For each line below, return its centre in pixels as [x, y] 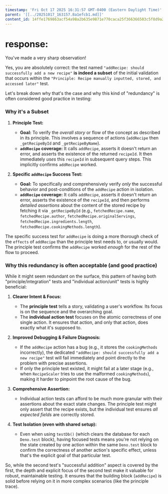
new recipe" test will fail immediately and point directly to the [83, 357]
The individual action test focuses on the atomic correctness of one [90, 317]
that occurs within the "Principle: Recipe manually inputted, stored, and [83, 78]
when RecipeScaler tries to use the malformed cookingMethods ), [85, 374]
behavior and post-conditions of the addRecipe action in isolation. [87, 189]
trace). [12, 486]
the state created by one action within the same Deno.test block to [88, 444]
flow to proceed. [22, 252]
